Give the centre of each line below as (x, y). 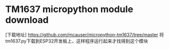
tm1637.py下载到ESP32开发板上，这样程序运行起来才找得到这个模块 (77, 41)
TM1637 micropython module (69, 9)
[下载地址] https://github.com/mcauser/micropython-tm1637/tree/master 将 (85, 34)
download (27, 20)
